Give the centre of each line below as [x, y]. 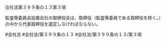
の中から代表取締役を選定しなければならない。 [53, 24]
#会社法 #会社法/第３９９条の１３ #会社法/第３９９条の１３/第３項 [73, 34]
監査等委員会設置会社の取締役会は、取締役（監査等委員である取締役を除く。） [83, 18]
